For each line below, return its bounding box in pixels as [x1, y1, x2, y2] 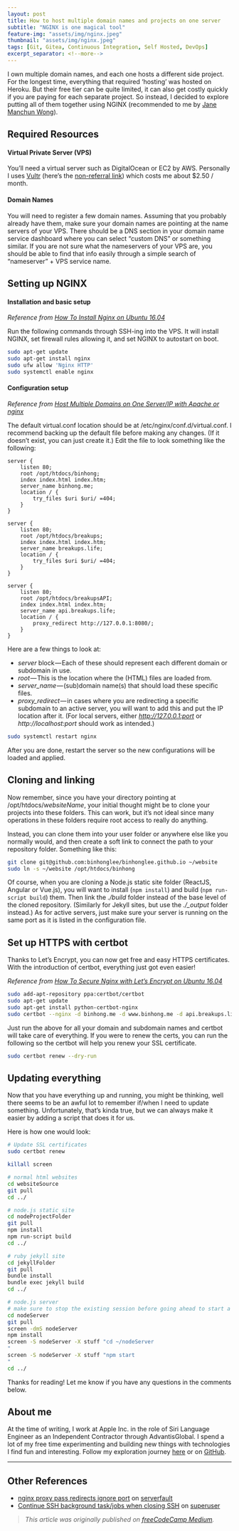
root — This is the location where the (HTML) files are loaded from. [17, 673, 212, 682]
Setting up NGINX [7, 277, 87, 290]
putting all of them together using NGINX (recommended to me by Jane [7, 100, 217, 108]
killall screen [7, 1161, 53, 1168]
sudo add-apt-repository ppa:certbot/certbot [7, 990, 144, 998]
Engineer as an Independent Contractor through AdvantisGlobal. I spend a [7, 1433, 225, 1441]
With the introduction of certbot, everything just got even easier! [7, 963, 196, 972]
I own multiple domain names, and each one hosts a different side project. [7, 69, 224, 78]
